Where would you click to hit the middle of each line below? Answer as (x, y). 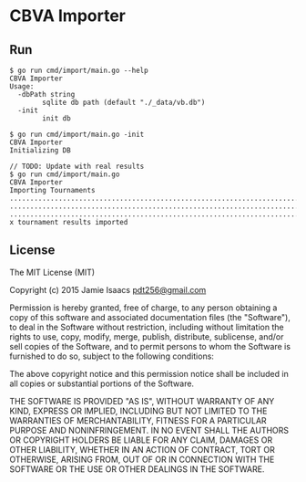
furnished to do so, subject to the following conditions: (112, 356)
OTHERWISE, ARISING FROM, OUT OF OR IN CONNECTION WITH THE (142, 459)
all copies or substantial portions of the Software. (102, 383)
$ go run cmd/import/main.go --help (79, 70)
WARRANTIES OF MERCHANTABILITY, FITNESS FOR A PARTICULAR (138, 420)
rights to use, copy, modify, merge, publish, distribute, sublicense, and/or (147, 336)
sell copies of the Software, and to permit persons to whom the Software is (150, 346)
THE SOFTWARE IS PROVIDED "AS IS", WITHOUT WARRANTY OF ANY (142, 401)
